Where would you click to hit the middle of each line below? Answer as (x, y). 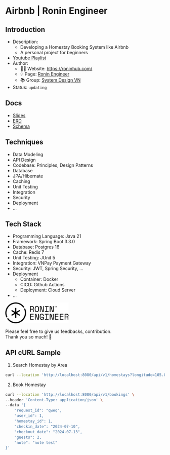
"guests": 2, (28, 437)
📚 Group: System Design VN (50, 80)
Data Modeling (28, 154)
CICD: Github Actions (42, 285)
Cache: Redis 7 (28, 252)
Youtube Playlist (29, 58)
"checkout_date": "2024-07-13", (48, 432)
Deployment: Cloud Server (48, 290)
